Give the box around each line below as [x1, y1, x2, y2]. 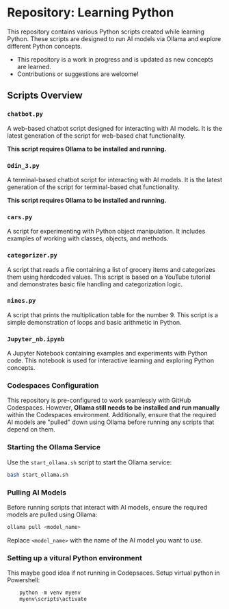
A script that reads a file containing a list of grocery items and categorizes [7, 265, 216, 273]
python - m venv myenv [19, 589, 81, 597]
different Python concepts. [7, 42, 83, 50]
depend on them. [7, 425, 56, 434]
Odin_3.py [7, 162, 40, 169]
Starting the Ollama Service [7, 443, 101, 452]
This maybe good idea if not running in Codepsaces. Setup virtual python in [7, 569, 220, 577]
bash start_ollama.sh [7, 471, 69, 478]
